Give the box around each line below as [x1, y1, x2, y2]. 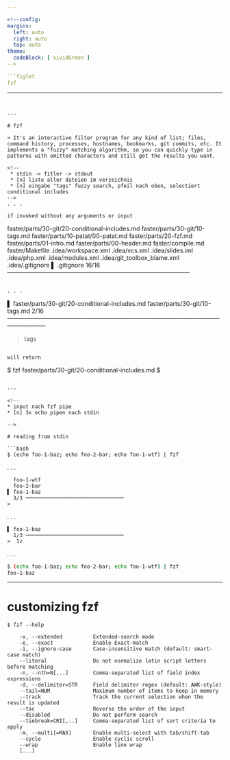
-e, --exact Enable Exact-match [19, 639, 149, 647]
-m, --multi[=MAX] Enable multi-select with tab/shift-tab [19, 730, 210, 737]
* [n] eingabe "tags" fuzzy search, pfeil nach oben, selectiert [10, 182, 201, 189]
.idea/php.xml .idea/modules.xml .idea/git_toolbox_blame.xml [7, 253, 180, 261]
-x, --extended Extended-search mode [19, 634, 155, 641]
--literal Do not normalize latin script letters [19, 658, 207, 665]
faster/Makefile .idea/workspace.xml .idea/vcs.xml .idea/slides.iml [7, 246, 194, 254]
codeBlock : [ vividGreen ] [13, 54, 90, 62]
